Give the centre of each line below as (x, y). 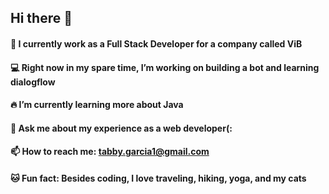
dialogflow (33, 82)
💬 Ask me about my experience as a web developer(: (121, 128)
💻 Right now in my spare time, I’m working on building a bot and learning (165, 67)
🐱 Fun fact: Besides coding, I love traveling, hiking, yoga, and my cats (158, 178)
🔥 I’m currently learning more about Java (97, 105)
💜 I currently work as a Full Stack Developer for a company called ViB (156, 43)
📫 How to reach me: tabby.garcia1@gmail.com (110, 152)
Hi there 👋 (41, 18)
